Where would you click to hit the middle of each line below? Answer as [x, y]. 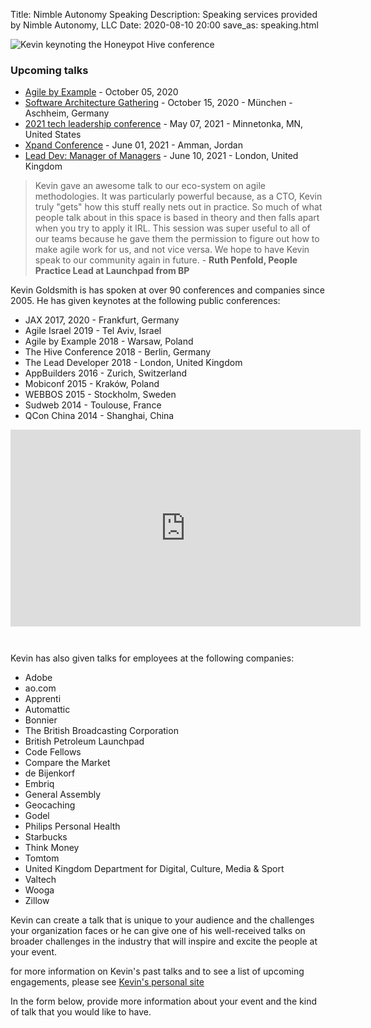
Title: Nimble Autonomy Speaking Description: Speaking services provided [164, 14]
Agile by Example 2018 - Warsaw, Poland [109, 341]
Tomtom [42, 858]
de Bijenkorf [50, 773]
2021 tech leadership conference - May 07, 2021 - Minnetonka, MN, [164, 124]
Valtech [40, 880]
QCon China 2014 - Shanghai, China [99, 416]
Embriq [39, 784]
